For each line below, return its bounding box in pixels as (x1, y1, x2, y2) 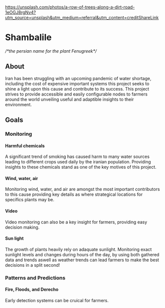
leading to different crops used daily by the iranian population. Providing (5, 159, 151, 165)
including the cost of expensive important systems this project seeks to (5, 81, 150, 87)
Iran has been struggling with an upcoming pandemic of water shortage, (5, 75, 151, 81)
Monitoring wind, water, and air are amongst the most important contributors (5, 186, 160, 192)
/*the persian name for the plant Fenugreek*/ (5, 48, 97, 54)
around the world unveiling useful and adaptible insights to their (5, 96, 134, 102)
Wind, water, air (5, 175, 38, 181)
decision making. (5, 224, 40, 230)
